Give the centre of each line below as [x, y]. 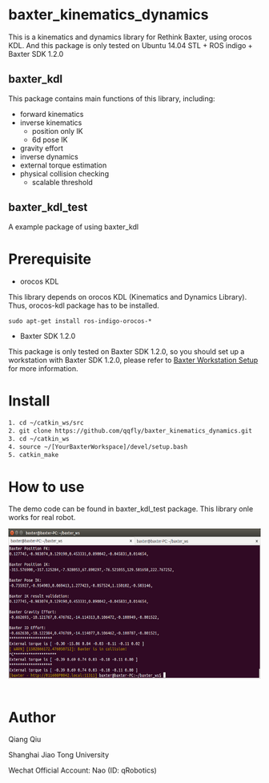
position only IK [58, 131]
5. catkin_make [34, 455]
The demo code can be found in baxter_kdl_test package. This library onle [131, 509]
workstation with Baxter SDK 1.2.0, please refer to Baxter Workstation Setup [133, 360]
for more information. [43, 368]
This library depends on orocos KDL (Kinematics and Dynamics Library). [128, 297]
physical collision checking [64, 173]
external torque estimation [63, 165]
